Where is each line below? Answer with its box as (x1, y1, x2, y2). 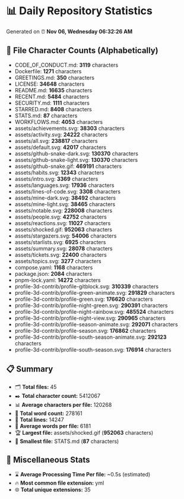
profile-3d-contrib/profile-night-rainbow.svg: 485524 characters (14, 308, 174, 315)
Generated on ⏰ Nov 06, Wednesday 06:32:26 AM (6, 27, 132, 35)
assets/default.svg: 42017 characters (14, 144, 107, 151)
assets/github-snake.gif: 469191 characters (14, 163, 122, 170)
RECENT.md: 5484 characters (14, 93, 90, 100)
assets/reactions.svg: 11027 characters (14, 219, 111, 226)
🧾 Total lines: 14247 (14, 416, 64, 423)
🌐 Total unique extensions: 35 (14, 486, 91, 494)
